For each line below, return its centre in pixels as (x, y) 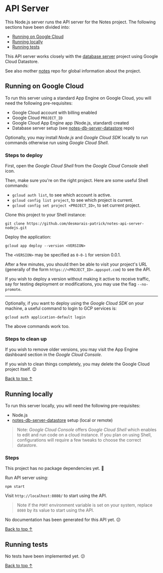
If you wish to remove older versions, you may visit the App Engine (72, 349)
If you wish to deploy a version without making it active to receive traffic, (78, 279)
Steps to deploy (24, 155)
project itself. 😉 (21, 369)
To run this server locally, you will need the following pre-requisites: (73, 406)
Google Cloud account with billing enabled (54, 112)
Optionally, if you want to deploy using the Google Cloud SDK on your (74, 303)
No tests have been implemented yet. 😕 (45, 556)
